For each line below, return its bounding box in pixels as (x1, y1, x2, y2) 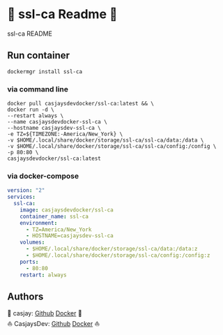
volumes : (20, 239, 45, 246)
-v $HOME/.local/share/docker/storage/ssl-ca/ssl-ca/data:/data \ (7, 137, 204, 144)
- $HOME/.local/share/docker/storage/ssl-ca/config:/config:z (25, 252, 210, 259)
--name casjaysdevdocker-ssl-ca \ (7, 119, 108, 126)
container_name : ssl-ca (20, 213, 89, 220)
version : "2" (7, 187, 45, 194)
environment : (20, 219, 58, 226)
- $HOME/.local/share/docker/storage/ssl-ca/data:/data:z (25, 246, 198, 253)
